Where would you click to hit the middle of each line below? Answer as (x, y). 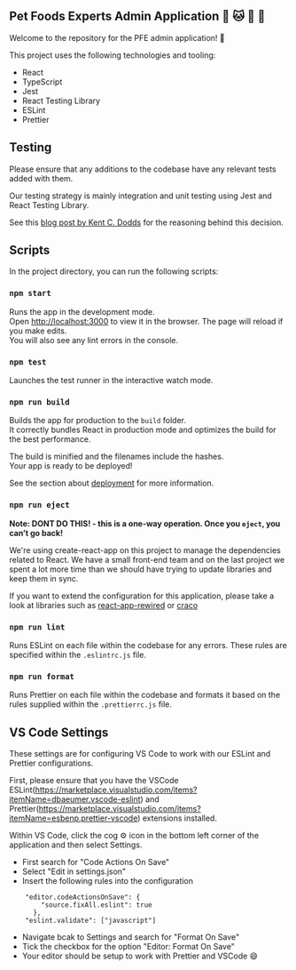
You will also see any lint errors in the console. (94, 340)
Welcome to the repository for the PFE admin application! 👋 (117, 37)
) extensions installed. (177, 818)
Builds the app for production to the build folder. (98, 421)
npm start (30, 293)
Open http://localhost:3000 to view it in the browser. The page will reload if (146, 321)
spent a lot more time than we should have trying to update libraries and (140, 569)
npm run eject (39, 505)
